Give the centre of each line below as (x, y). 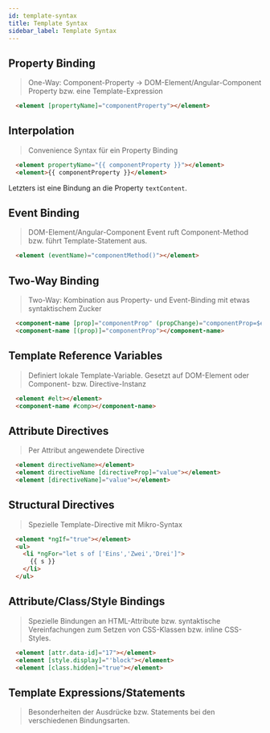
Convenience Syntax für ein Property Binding (103, 150)
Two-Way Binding (54, 281)
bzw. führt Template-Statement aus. (88, 241)
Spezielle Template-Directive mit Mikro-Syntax (105, 524)
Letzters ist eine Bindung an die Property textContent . (98, 188)
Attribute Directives (59, 431)
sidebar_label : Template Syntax (62, 31)
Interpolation (41, 131)
